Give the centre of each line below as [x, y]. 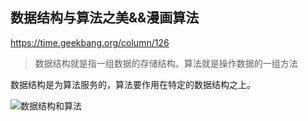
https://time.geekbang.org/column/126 [90, 42]
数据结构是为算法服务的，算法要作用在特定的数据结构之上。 [133, 84]
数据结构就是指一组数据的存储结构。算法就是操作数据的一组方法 [166, 63]
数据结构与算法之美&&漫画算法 [105, 18]
